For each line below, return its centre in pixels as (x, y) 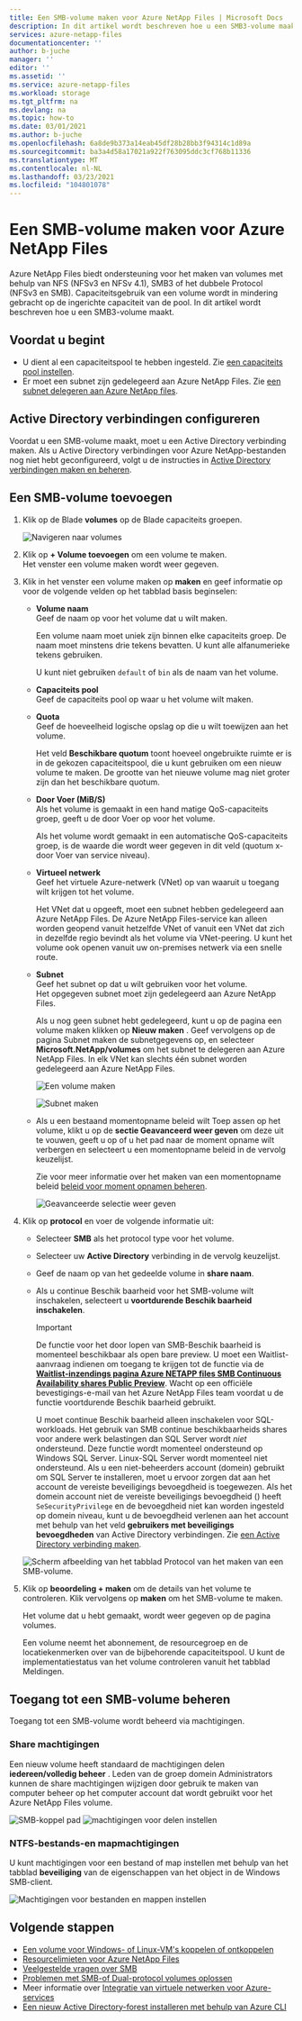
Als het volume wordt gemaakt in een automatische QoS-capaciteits (162, 836)
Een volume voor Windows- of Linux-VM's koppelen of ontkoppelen (148, 1949)
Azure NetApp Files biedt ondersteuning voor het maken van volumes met (146, 274)
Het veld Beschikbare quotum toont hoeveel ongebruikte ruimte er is (164, 753)
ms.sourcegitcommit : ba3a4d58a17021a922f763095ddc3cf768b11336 (130, 151)
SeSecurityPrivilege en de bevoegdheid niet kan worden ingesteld (160, 1506)
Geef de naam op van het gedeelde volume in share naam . (145, 1273)
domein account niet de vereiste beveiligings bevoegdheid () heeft (158, 1496)
